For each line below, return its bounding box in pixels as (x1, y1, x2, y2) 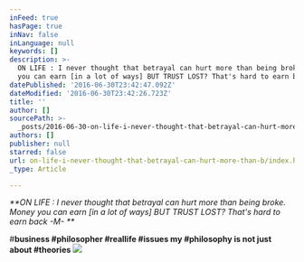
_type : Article (9, 164, 67, 173)
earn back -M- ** (9, 216, 75, 227)
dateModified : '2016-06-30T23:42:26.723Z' (9, 89, 172, 98)
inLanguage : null (9, 38, 75, 48)
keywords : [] (9, 47, 59, 56)
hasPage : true (9, 22, 63, 31)
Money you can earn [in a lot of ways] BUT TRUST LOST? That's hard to (9, 207, 280, 218)
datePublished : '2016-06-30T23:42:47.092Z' (9, 80, 176, 89)
